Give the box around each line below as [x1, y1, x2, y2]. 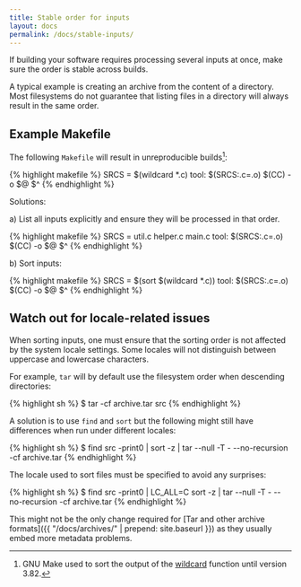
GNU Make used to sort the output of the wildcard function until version [21, 558, 288, 569]
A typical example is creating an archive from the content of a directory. [9, 82, 275, 92]
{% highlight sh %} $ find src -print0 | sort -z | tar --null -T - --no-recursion [9, 442, 288, 453]
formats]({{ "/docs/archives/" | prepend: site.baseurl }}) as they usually [9, 522, 272, 534]
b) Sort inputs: [9, 258, 63, 268]
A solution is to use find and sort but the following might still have [9, 415, 254, 426]
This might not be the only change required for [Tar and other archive [9, 513, 266, 524]
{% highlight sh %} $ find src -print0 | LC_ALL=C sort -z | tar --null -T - [9, 486, 271, 497]
